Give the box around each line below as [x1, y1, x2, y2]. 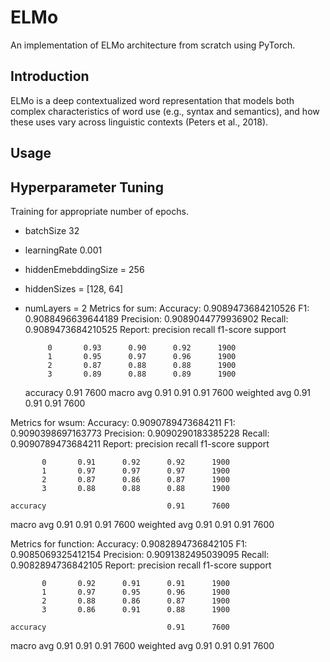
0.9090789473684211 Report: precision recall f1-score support [10, 437, 270, 450]
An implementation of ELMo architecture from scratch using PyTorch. [10, 39, 296, 51]
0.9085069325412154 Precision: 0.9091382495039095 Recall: [10, 548, 270, 560]
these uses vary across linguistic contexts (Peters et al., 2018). [10, 116, 269, 128]
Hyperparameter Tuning [10, 179, 164, 196]
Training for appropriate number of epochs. [10, 205, 189, 217]
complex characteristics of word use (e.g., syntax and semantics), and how [10, 105, 320, 117]
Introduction [10, 68, 90, 85]
